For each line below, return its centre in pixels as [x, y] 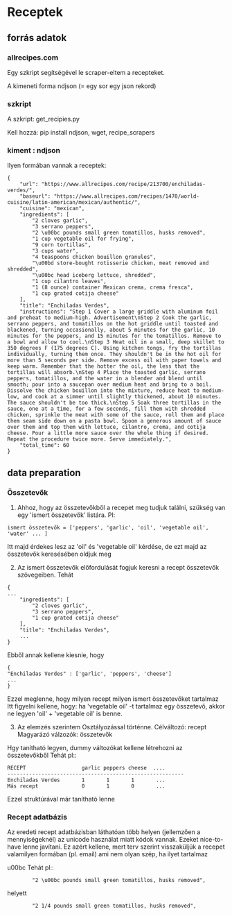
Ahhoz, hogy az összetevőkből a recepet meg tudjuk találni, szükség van [121, 508]
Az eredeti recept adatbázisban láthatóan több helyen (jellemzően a [104, 832]
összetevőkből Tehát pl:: [42, 755]
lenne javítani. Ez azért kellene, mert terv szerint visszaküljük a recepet [124, 847]
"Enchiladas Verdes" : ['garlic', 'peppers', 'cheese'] [89, 674]
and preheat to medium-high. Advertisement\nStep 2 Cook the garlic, [110, 318]
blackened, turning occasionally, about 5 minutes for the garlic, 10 [111, 330]
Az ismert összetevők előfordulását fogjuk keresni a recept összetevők [118, 568]
